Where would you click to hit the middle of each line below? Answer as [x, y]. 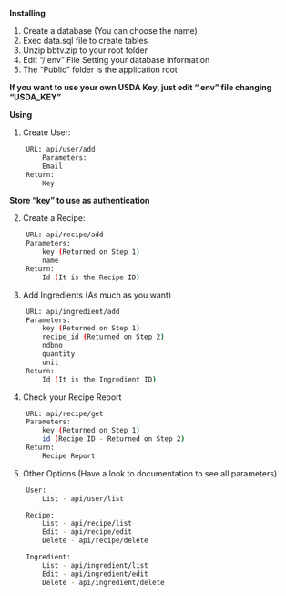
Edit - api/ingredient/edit [95, 574]
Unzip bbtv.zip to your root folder [85, 50]
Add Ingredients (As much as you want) [97, 295]
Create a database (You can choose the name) [110, 31]
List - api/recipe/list [87, 524]
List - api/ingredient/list [95, 565]
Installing [27, 13]
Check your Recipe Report [72, 397]
